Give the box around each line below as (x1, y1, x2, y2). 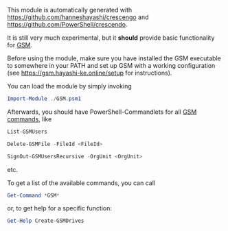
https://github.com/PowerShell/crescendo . (7, 21, 128, 28)
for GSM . (7, 41, 33, 49)
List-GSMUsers (7, 128, 48, 135)
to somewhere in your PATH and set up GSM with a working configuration (7, 62, 216, 69)
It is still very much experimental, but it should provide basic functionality (7, 34, 215, 42)
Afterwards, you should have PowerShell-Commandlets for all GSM (7, 108, 197, 116)
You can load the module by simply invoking (7, 82, 132, 90)
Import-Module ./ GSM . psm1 (7, 95, 81, 102)
